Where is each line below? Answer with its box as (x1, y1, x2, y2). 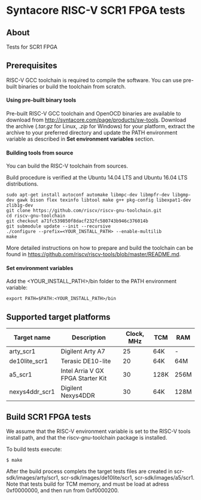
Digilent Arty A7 (60, 347, 106, 356)
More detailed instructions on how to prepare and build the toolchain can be (6, 244, 193, 251)
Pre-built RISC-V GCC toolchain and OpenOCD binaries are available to (6, 110, 181, 117)
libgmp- (172, 192, 191, 198)
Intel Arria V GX (60, 366, 104, 375)
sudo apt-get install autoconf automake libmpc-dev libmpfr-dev (6, 192, 170, 198)
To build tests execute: (6, 446, 62, 453)
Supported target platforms (6, 312, 111, 322)
